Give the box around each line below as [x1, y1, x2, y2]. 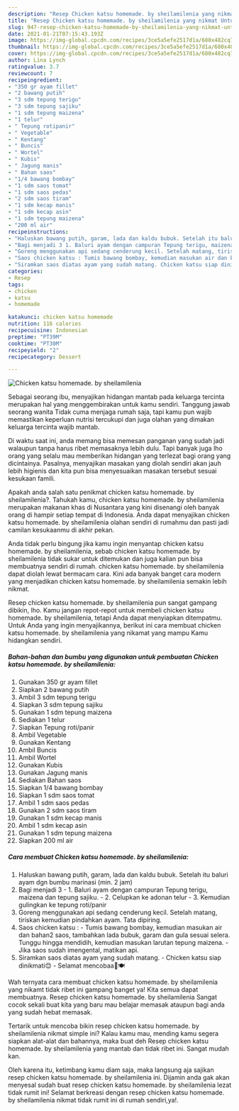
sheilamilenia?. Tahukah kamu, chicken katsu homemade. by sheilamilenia [8, 496, 224, 504]
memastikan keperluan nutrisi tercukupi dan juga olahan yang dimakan [8, 415, 215, 424]
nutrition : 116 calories [8, 320, 82, 327]
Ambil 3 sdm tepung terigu [18, 693, 96, 701]
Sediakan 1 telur [18, 716, 65, 724]
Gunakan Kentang [18, 738, 72, 747]
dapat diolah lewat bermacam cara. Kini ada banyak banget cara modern [8, 569, 221, 579]
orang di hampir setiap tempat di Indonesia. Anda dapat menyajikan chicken [8, 510, 230, 519]
